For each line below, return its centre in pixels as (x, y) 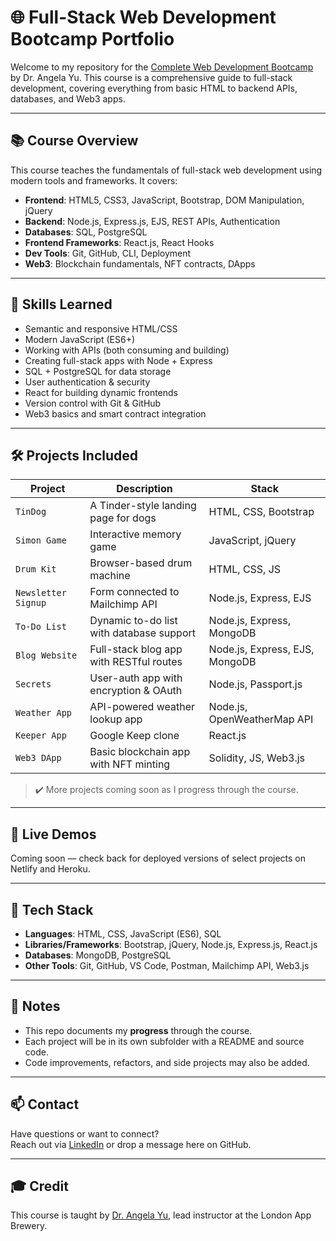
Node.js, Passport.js (255, 684)
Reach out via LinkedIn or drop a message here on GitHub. (131, 1144)
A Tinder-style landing (143, 506)
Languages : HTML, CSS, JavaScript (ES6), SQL (123, 934)
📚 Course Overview (74, 141)
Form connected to (134, 592)
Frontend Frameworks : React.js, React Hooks (119, 242)
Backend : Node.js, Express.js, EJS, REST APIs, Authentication (152, 221)
